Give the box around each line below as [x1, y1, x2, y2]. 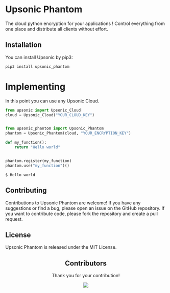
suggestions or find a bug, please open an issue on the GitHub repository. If [5, 205, 165, 211]
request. [5, 216, 23, 222]
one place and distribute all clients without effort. [5, 25, 108, 32]
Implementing [5, 81, 65, 92]
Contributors [64, 259, 107, 268]
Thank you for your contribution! [52, 273, 120, 279]
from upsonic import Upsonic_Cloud [5, 108, 81, 113]
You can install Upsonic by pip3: [5, 54, 73, 60]
